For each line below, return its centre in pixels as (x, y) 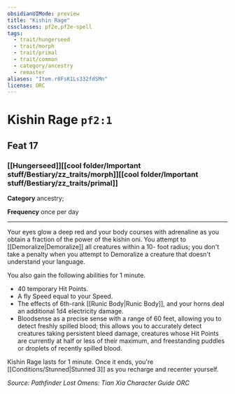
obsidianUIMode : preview (43, 14)
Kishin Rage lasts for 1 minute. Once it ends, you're (80, 362)
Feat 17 (23, 145)
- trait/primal (36, 53)
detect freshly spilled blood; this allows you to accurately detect (109, 326)
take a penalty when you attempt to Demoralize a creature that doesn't (109, 254)
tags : (15, 33)
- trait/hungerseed (42, 40)
